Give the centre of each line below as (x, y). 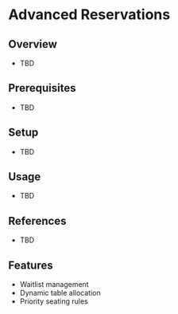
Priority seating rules (54, 301)
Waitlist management (54, 285)
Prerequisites (42, 88)
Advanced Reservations (89, 15)
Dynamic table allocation (60, 293)
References (37, 221)
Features (31, 265)
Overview (33, 44)
